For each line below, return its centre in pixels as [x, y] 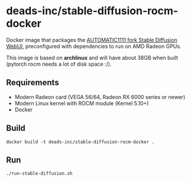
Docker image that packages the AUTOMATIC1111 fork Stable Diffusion [92, 40]
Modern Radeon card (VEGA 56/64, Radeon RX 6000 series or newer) [100, 97]
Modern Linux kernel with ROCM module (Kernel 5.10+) [82, 103]
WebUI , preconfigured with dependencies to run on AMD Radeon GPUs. [94, 46]
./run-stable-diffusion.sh [39, 174]
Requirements [33, 83]
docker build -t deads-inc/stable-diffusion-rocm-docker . [80, 142]
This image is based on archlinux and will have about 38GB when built [92, 58]
